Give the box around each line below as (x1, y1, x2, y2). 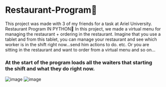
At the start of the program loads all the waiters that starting (5, 59, 152, 66)
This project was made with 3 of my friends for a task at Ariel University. (5, 21, 152, 27)
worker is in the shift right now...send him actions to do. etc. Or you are (5, 41, 149, 47)
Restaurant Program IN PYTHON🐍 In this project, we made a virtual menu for (5, 26, 161, 31)
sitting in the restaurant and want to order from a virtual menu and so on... (5, 47, 156, 53)
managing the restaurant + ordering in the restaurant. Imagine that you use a (5, 31, 161, 37)
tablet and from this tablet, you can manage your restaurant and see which (5, 36, 157, 42)
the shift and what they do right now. (5, 65, 95, 72)
